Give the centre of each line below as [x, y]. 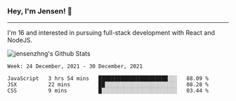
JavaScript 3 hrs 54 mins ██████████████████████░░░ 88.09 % [108, 79]
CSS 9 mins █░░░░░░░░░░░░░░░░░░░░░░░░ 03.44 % [108, 91]
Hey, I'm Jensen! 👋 [40, 11]
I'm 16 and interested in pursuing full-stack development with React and [111, 33]
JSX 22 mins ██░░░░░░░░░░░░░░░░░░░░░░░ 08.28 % [108, 85]
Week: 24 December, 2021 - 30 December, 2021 [75, 67]
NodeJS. [20, 40]
